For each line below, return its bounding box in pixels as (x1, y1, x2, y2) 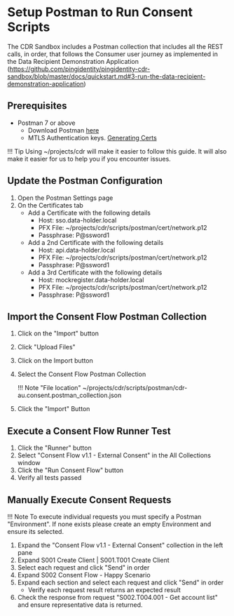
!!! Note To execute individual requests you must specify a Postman (7, 513, 202, 521)
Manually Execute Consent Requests (7, 494, 172, 506)
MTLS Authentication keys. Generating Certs (27, 133, 158, 142)
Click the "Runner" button (17, 443, 92, 453)
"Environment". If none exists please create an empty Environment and (7, 520, 212, 528)
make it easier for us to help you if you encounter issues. (7, 154, 172, 163)
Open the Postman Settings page (17, 194, 113, 202)
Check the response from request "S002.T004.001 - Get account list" (17, 594, 219, 601)
